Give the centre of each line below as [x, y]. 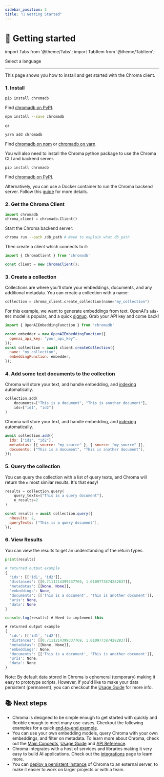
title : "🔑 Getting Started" [34, 14]
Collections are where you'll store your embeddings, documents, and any [79, 288]
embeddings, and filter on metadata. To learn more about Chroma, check [85, 738]
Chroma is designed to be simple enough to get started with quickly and [85, 717]
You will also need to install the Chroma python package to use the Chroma [81, 153]
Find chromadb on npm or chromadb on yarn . [51, 144]
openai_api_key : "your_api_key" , [43, 338]
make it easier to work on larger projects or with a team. [68, 769]
